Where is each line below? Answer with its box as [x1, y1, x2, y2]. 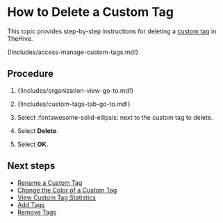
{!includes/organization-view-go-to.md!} [17, 86, 134, 94]
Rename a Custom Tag [17, 178, 83, 187]
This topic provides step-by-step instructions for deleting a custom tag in [7, 27, 217, 35]
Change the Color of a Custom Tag [17, 186, 117, 194]
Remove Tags [17, 208, 57, 216]
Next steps [7, 160, 56, 172]
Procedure [7, 68, 54, 80]
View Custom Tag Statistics [17, 193, 96, 202]
